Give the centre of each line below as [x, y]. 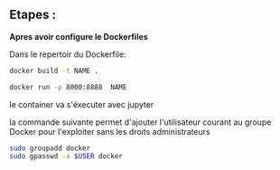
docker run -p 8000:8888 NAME [68, 87]
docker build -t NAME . [54, 71]
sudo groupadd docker [50, 148]
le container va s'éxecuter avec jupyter [82, 104]
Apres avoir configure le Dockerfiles [79, 36]
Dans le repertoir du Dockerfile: [68, 54]
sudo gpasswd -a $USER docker [66, 156]
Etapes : [33, 15]
